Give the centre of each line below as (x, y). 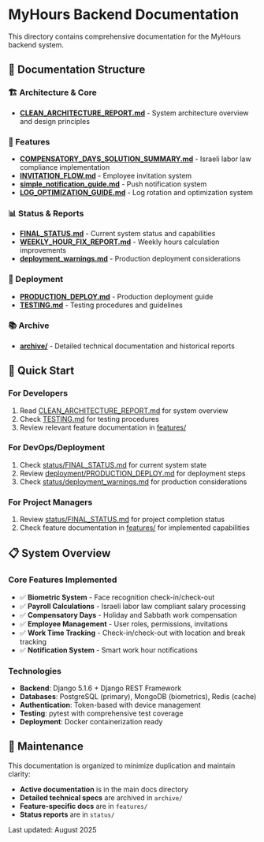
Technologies (35, 671)
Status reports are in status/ (67, 814)
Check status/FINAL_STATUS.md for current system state (113, 464)
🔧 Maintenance (46, 747)
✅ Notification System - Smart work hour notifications (109, 650)
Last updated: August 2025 (52, 829)
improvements (43, 250)
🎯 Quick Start (41, 371)
